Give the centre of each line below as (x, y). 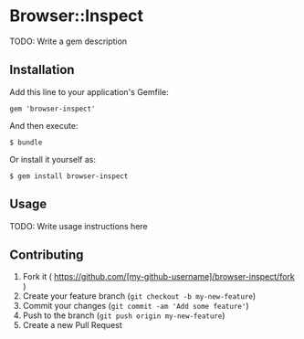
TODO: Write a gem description (68, 41)
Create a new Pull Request (73, 325)
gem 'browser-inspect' (52, 109)
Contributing (47, 254)
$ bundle (26, 143)
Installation (42, 70)
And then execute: (44, 125)
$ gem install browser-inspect (69, 176)
